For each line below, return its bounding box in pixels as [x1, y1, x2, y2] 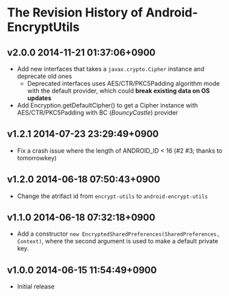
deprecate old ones [16, 72, 72, 80]
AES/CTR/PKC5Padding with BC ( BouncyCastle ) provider [16, 108, 178, 116]
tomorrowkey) [16, 153, 57, 162]
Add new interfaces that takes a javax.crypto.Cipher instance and [16, 65, 205, 73]
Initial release [16, 282, 55, 291]
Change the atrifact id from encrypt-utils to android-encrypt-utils [16, 192, 208, 200]
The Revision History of [7, 5, 144, 21]
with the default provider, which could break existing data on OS [27, 87, 211, 95]
